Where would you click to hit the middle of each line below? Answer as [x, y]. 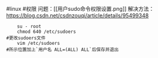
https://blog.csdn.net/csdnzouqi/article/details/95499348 [78, 16]
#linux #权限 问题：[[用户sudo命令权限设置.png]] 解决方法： [80, 9]
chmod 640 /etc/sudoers [47, 32]
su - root [29, 26]
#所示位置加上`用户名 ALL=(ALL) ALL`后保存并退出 [63, 50]
